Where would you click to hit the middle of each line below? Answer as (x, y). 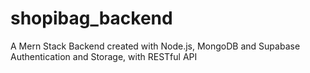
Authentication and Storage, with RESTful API (104, 56)
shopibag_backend (91, 18)
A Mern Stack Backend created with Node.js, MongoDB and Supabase (155, 46)
